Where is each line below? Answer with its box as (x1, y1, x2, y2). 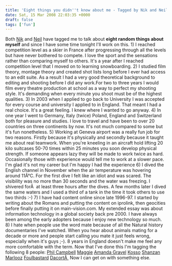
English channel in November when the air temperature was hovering (5, 167, 151, 173)
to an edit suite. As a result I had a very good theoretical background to (5, 74, 155, 80)
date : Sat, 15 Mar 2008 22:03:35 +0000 (5, 12, 91, 17)
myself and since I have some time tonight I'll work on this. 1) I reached (5, 42, 156, 48)
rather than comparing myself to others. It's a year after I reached (5, 58, 144, 64)
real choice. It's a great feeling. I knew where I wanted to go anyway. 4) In (5, 107, 161, 113)
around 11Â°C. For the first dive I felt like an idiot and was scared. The (5, 173, 152, 179)
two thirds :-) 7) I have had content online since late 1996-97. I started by (5, 194, 159, 201)
